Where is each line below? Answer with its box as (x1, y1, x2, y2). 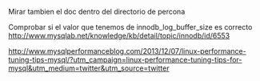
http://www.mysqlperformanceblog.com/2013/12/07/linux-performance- (8, 47, 246, 55)
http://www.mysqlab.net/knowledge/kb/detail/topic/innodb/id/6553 (8, 31, 230, 40)
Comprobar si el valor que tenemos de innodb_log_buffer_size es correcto (8, 22, 253, 31)
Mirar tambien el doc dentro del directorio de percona (8, 7, 186, 16)
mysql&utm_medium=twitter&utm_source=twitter (8, 63, 170, 73)
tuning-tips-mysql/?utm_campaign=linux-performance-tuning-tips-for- (8, 55, 242, 64)
